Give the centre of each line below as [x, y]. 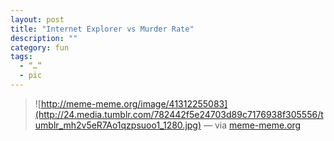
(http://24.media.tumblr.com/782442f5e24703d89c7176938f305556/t [179, 114]
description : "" [44, 38]
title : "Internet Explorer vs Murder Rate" [102, 29]
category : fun [40, 47]
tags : [21, 57]
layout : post [37, 19]
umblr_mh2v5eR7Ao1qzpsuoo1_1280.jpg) [118, 125]
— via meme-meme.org [252, 125]
